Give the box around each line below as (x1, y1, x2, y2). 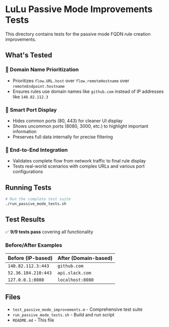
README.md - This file (12, 317, 54, 323)
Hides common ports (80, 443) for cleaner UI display (12, 118, 123, 124)
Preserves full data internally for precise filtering (12, 134, 114, 140)
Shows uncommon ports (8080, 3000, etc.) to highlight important (12, 123, 149, 129)
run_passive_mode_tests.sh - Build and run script (12, 311, 115, 317)
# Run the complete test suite (5, 197, 71, 202)
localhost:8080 (57, 277, 94, 283)
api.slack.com (57, 270, 92, 276)
